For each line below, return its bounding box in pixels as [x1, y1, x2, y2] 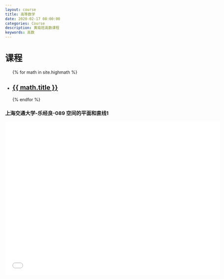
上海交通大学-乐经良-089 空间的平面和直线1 [5, 110, 109, 116]
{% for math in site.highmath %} [12, 69, 78, 75]
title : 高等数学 [5, 12, 35, 17]
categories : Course [5, 21, 45, 26]
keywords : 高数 [5, 30, 35, 35]
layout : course [5, 7, 36, 12]
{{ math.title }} [12, 84, 58, 92]
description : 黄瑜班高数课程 [5, 26, 60, 30]
